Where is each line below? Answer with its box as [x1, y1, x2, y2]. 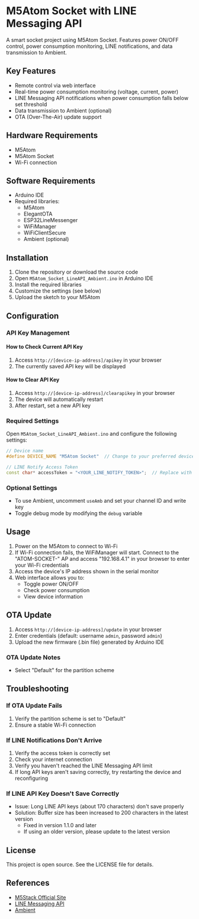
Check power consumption [23, 586, 90, 593]
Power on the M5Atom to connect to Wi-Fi [14, 542, 118, 550]
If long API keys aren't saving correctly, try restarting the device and [14, 768, 182, 775]
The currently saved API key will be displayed [14, 362, 126, 369]
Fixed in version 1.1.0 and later [23, 822, 97, 829]
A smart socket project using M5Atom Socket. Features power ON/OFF [6, 36, 179, 43]
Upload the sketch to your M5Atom [14, 294, 101, 301]
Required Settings [6, 416, 59, 425]
